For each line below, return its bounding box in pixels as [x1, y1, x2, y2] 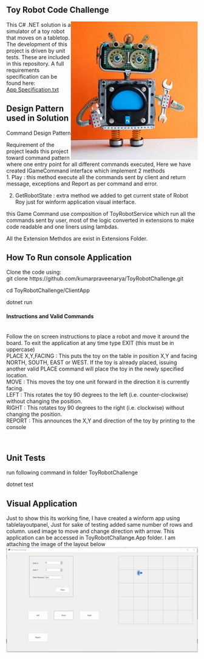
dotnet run [6, 299, 33, 306]
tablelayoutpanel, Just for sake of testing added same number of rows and [6, 521, 193, 529]
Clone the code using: [6, 268, 62, 276]
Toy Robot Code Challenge [6, 5, 109, 15]
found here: [6, 79, 35, 87]
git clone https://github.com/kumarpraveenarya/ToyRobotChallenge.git [6, 275, 184, 282]
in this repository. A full [6, 60, 64, 67]
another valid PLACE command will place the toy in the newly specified [6, 365, 184, 372]
